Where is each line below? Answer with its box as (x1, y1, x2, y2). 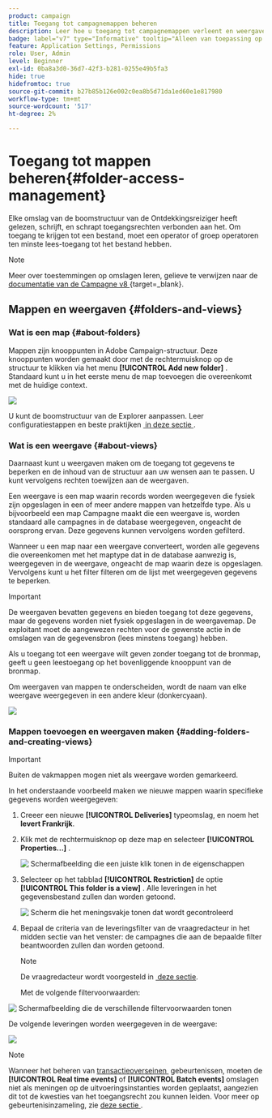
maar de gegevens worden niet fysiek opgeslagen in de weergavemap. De (8, 616, 257, 626)
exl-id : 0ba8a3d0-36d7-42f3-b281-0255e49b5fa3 (8, 65, 168, 73)
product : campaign (8, 11, 70, 20)
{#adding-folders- (176, 725, 250, 737)
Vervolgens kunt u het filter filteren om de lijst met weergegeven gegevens (8, 567, 257, 577)
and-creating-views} (8, 736, 93, 747)
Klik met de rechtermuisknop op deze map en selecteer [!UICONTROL (19, 835, 255, 845)
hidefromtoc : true (8, 80, 70, 88)
